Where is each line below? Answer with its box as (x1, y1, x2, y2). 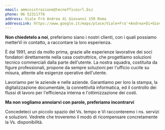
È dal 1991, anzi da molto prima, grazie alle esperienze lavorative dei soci (5, 49, 152, 55)
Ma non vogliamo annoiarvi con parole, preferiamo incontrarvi (5, 99, 135, 105)
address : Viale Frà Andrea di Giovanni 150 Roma (5, 16, 107, 21)
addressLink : (5, 21, 32, 26)
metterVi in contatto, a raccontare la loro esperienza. (5, 40, 112, 46)
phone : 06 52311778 (5, 12, 45, 17)
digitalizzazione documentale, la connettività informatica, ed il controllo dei (5, 84, 157, 91)
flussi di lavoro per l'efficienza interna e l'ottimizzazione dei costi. (5, 90, 137, 96)
